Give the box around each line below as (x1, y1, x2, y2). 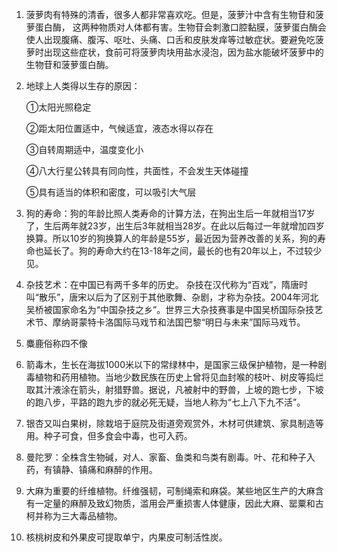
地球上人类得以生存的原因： (25, 80, 141, 92)
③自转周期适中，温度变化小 (25, 144, 144, 155)
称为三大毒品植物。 (43, 510, 123, 522)
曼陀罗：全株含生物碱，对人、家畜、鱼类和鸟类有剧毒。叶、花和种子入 (25, 451, 316, 463)
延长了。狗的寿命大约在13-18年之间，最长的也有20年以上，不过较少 (43, 245, 323, 257)
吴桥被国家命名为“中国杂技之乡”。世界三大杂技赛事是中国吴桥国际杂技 (25, 304, 315, 315)
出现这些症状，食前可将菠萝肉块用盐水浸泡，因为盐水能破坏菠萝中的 (43, 46, 324, 58)
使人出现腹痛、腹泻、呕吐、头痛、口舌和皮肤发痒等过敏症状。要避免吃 (25, 34, 316, 45)
